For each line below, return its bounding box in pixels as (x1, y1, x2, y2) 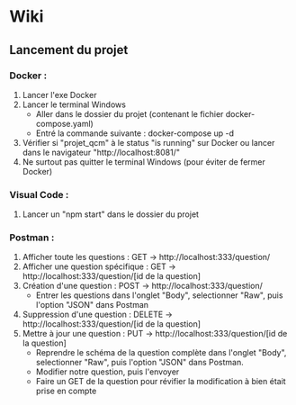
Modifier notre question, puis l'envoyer (35, 366, 180, 377)
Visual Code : (9, 188, 69, 201)
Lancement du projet (9, 42, 129, 58)
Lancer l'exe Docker (22, 89, 97, 100)
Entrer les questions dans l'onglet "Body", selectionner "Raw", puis (35, 290, 283, 301)
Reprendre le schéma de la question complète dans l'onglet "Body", (35, 347, 287, 358)
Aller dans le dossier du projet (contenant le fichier (35, 108, 224, 119)
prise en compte (35, 385, 97, 397)
